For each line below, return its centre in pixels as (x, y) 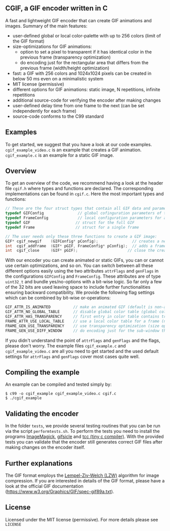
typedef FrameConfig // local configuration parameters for (83, 218)
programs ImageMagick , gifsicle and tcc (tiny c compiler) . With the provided (84, 436)
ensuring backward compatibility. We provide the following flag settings (80, 292)
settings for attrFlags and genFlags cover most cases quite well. (73, 357)
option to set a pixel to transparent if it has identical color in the (86, 52)
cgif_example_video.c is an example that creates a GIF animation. (73, 150)
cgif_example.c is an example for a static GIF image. (60, 155)
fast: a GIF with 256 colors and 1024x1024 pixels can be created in (82, 73)
